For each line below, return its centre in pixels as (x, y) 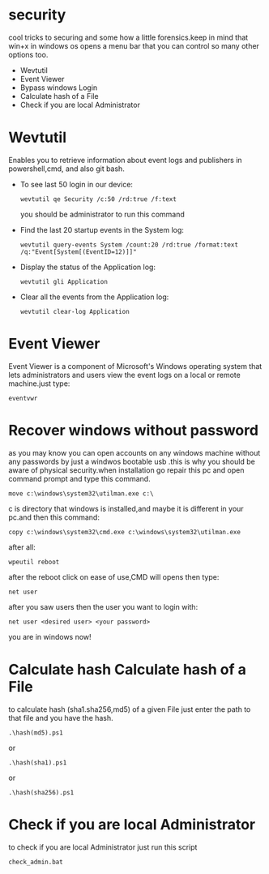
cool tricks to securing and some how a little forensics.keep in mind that (128, 37)
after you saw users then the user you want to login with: (103, 606)
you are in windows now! (50, 636)
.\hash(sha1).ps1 (38, 763)
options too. (28, 54)
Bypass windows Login (59, 88)
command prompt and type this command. (80, 478)
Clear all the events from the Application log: (94, 297)
